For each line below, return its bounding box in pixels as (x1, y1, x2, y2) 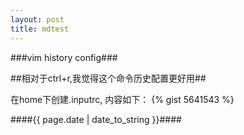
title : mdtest (10, 24, 70, 34)
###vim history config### (10, 51, 118, 63)
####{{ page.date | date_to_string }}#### (10, 113, 182, 125)
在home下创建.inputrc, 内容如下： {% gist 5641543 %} (10, 93, 235, 105)
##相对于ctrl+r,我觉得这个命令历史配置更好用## (10, 72, 207, 84)
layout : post (10, 14, 65, 25)
